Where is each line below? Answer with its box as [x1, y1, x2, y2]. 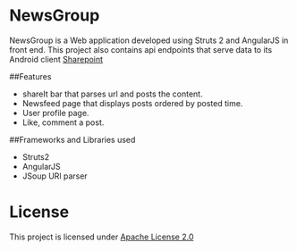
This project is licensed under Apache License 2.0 [9, 231, 194, 242]
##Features [9, 71, 52, 81]
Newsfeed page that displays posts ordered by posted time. [21, 97, 243, 108]
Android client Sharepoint [9, 54, 104, 64]
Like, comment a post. [21, 117, 105, 128]
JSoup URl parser [21, 171, 88, 181]
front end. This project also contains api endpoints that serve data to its [9, 44, 273, 54]
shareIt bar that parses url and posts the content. [21, 88, 203, 99]
